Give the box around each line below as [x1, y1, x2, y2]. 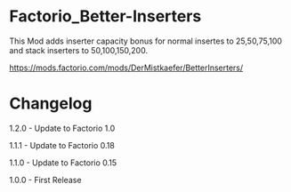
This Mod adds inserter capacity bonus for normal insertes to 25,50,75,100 [9, 36, 283, 46]
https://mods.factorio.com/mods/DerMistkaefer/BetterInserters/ [9, 62, 244, 73]
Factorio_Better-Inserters [9, 6, 202, 27]
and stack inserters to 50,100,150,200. [9, 44, 149, 55]
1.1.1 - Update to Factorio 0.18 [9, 140, 116, 150]
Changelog [9, 93, 93, 114]
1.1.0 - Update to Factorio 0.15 [9, 157, 117, 168]
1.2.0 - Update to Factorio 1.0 [9, 123, 116, 133]
